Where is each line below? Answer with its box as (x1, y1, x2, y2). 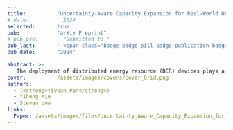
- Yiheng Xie (13, 93, 51, 100)
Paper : (13, 113, 33, 120)
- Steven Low (13, 100, 51, 107)
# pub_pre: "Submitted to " (7, 36, 110, 43)
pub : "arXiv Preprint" (7, 29, 107, 37)
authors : (7, 80, 33, 87)
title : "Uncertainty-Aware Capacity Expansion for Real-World (7, 10, 218, 17)
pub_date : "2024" (7, 49, 76, 56)
